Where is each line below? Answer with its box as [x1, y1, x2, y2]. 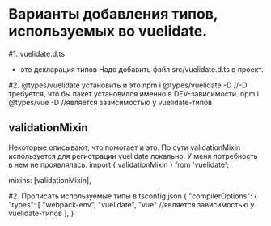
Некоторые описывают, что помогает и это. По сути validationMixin [8, 143, 241, 152]
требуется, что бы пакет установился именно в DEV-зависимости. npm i [8, 88, 259, 98]
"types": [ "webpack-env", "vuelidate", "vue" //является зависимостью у [8, 199, 255, 209]
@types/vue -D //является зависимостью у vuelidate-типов [8, 97, 213, 107]
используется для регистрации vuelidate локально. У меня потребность [8, 151, 258, 160]
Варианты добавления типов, [8, 5, 218, 23]
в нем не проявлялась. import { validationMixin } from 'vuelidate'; [8, 160, 230, 169]
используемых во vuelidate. [8, 22, 208, 41]
